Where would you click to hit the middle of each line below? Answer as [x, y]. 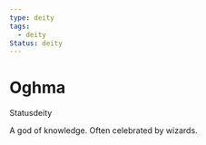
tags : [20, 26]
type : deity [32, 18]
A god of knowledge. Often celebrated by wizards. [103, 130]
